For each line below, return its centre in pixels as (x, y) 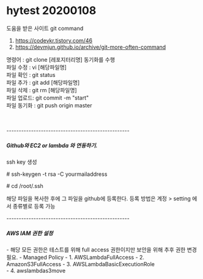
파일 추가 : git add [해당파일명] (43, 82)
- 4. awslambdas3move (36, 270)
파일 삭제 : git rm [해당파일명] (42, 90)
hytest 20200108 (51, 11)
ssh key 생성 (22, 162)
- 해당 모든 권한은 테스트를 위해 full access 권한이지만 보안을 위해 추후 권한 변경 (102, 249)
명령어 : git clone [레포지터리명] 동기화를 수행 (61, 59)
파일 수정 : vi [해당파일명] (37, 67)
